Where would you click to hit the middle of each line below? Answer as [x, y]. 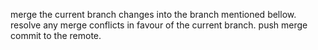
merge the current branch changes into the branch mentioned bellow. [153, 14]
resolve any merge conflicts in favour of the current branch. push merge [159, 25]
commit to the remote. [56, 35]
